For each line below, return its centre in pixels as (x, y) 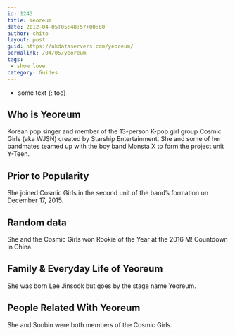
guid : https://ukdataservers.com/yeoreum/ (70, 46)
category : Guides (33, 72)
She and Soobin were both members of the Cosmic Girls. (90, 324)
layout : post (26, 40)
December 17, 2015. (36, 200)
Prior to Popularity (48, 176)
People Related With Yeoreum (74, 308)
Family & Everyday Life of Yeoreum (85, 269)
